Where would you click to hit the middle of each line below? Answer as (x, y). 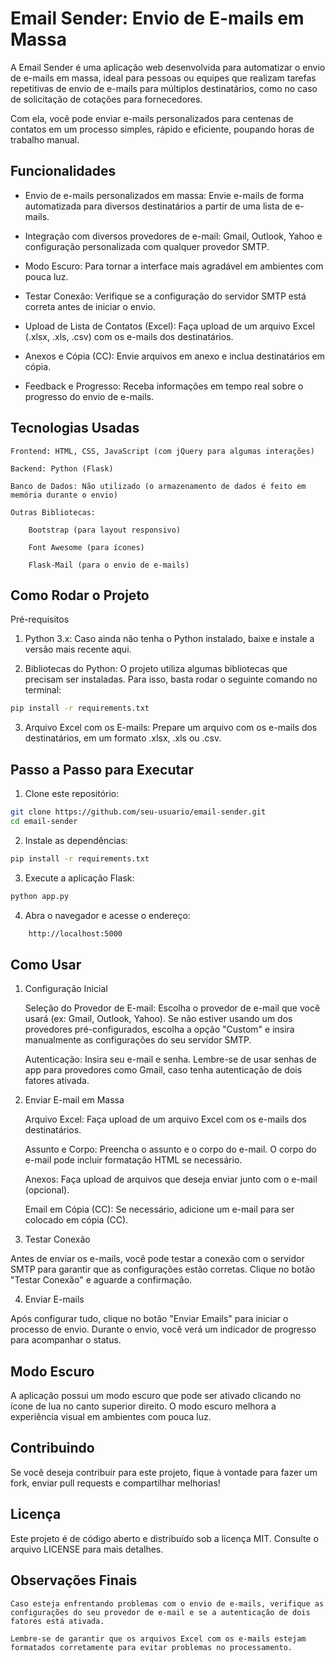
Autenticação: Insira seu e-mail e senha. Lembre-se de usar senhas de (170, 1059)
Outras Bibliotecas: (53, 512)
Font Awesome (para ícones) (86, 547)
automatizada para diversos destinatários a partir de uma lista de (158, 206)
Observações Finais (74, 1580)
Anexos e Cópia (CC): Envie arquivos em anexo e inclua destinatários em (174, 356)
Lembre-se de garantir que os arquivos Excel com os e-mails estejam (158, 1638)
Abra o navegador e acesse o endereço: (107, 915)
